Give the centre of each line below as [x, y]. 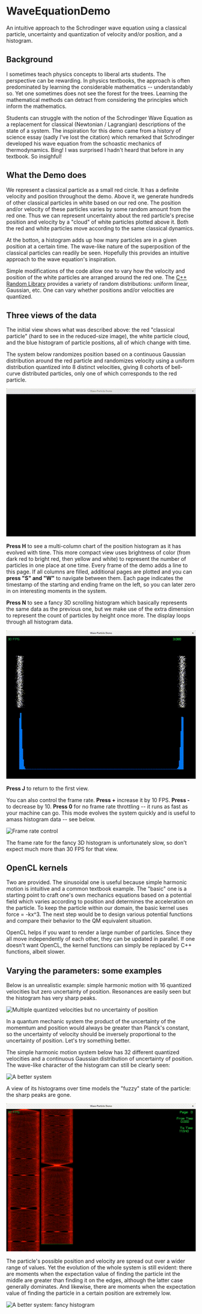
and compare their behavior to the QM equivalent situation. [79, 921]
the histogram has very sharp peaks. [52, 998]
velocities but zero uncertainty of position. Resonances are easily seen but [99, 992]
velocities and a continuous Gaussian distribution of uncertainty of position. [100, 1059]
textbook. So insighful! [34, 156]
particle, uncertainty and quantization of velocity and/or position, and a [94, 34]
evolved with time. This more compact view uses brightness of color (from [98, 552]
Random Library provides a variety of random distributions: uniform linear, [98, 283]
